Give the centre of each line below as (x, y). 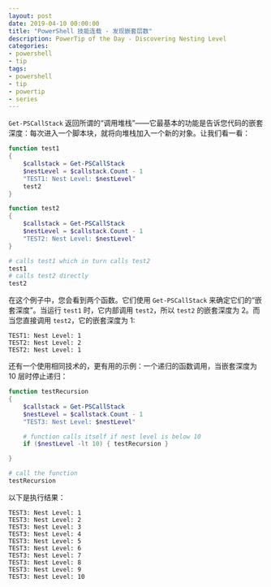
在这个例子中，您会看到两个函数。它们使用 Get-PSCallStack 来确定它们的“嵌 (135, 300)
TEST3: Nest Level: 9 (45, 569)
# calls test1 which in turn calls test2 (80, 261)
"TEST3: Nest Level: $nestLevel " (80, 422)
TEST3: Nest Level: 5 (45, 541)
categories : (28, 46)
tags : (17, 69)
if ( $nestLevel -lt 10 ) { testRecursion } (96, 444)
